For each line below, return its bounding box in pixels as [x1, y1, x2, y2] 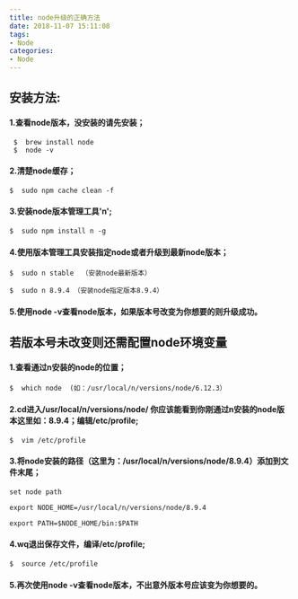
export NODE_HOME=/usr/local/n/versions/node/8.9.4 [9, 503, 206, 512]
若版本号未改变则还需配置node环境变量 [9, 335, 227, 350]
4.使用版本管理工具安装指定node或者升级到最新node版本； [9, 246, 229, 257]
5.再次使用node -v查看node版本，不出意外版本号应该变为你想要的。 [9, 579, 263, 590]
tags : [9, 30, 30, 39]
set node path [9, 487, 63, 497]
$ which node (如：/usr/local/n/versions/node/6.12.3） [9, 383, 227, 393]
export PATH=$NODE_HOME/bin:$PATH [9, 518, 139, 528]
